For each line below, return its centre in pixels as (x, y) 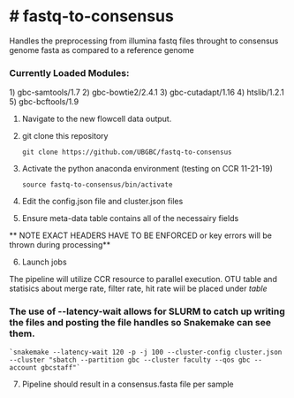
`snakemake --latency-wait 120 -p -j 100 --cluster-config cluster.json (146, 352)
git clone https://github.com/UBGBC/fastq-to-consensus (127, 152)
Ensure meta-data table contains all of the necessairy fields (130, 218)
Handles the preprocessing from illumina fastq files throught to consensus (144, 41)
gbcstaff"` (61, 367)
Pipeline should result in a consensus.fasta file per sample (128, 384)
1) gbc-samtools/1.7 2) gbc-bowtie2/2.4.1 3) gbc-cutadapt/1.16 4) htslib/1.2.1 (147, 92)
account (23, 367)
